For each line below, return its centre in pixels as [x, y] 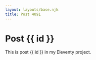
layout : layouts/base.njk [32, 10]
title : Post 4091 [23, 14]
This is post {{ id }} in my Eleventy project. [48, 52]
